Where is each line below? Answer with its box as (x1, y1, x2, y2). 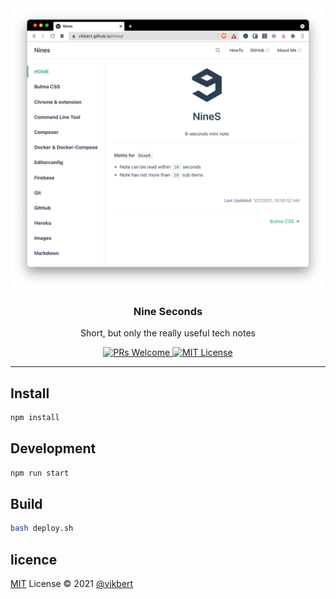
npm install (10, 412, 60, 422)
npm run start (10, 468, 70, 478)
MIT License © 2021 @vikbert (10, 578, 134, 590)
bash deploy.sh (10, 523, 74, 534)
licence (10, 551, 58, 568)
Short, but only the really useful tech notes (80, 327, 256, 339)
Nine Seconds (133, 304, 203, 318)
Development (10, 440, 97, 457)
